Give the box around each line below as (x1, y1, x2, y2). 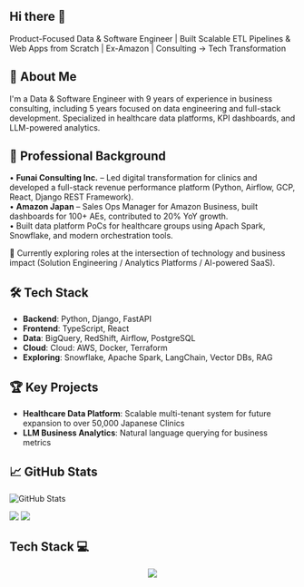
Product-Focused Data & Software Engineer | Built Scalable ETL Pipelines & (9, 33, 291, 44)
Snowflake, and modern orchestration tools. (9, 230, 174, 241)
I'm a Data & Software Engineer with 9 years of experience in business (9, 93, 273, 104)
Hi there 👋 (9, 9, 66, 24)
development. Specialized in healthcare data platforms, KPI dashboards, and (9, 113, 296, 123)
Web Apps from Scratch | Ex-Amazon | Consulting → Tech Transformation (9, 43, 287, 54)
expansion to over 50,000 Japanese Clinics (22, 418, 185, 429)
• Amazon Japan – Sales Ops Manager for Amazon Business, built (9, 201, 259, 212)
